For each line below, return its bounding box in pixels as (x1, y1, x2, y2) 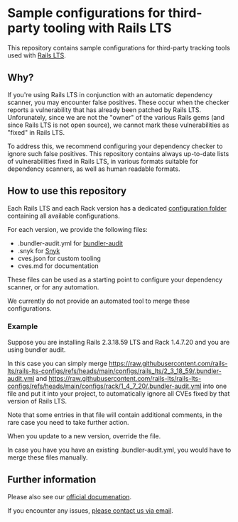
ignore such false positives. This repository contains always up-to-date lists (7, 149, 229, 157)
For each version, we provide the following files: (7, 225, 148, 233)
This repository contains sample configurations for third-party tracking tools (7, 43, 231, 52)
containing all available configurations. (7, 211, 120, 220)
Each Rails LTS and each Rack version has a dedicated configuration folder (7, 204, 227, 212)
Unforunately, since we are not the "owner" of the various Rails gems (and (7, 113, 225, 121)
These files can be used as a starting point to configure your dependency (7, 275, 222, 284)
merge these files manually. (7, 452, 88, 462)
